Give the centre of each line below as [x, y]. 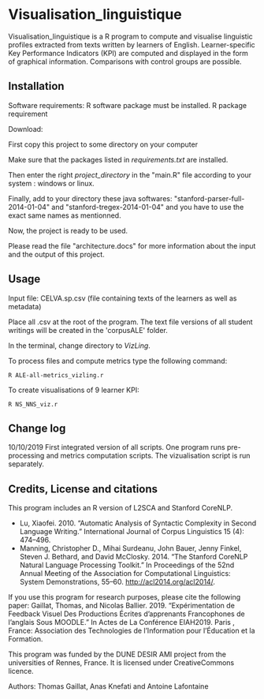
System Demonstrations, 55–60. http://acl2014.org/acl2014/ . [117, 582]
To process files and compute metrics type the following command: [118, 361]
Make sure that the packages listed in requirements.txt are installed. [118, 159]
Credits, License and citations [83, 489]
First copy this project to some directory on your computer [103, 144]
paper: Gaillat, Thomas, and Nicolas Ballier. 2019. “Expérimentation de [121, 606]
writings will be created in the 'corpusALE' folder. [88, 330]
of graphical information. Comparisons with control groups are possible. [125, 62]
